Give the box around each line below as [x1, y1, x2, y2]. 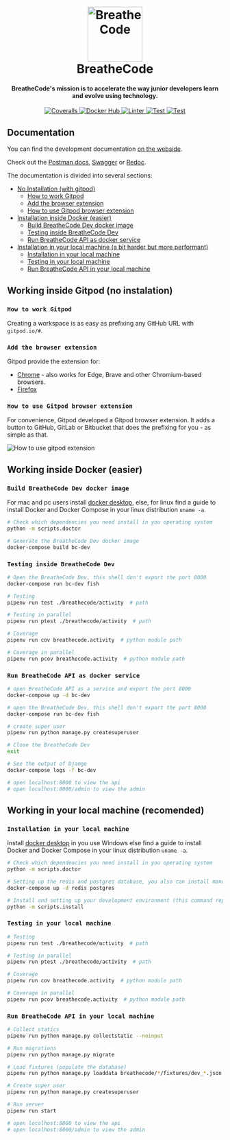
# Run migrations [7, 1045, 57, 1052]
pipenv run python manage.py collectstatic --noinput [7, 1032, 164, 1039]
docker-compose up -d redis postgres [7, 884, 115, 891]
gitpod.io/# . [7, 326, 43, 335]
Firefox [16, 385, 38, 393]
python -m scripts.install [7, 903, 84, 910]
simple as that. [7, 430, 49, 439]
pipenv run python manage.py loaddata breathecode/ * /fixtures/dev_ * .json [7, 1070, 222, 1077]
